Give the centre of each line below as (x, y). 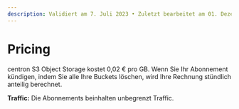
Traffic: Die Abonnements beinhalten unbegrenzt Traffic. (91, 98)
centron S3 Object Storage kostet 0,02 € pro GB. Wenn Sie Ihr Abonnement (118, 69)
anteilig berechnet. (35, 84)
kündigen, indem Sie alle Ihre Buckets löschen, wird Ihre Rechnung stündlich (119, 76)
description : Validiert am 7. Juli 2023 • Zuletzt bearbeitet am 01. (113, 14)
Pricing (29, 49)
